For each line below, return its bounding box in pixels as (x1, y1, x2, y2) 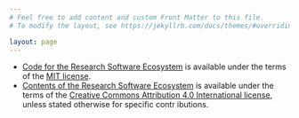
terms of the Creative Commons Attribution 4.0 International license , (21, 90, 273, 100)
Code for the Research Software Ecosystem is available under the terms (21, 61, 287, 72)
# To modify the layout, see (9, 21, 117, 30)
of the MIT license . (21, 71, 92, 82)
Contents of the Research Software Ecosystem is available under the (21, 81, 274, 91)
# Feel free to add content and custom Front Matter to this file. (9, 12, 265, 22)
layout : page (9, 37, 58, 46)
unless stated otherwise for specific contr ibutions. (21, 99, 209, 110)
